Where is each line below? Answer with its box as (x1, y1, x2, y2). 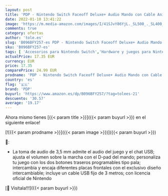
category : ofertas (5, 31, 43, 36)
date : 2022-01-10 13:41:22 (5, 17, 61, 22)
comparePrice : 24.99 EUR (5, 68, 57, 73)
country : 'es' (5, 77, 35, 82)
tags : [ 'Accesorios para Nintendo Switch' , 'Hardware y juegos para (5, 49, 151, 54)
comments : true (5, 26, 37, 31)
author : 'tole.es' (5, 36, 43, 41)
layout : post (5, 7, 32, 13)
